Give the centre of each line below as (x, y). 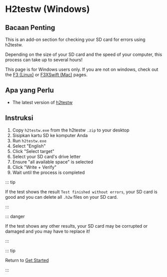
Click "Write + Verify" (34, 167)
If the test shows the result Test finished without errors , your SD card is (82, 192)
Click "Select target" (33, 151)
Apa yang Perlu (29, 90)
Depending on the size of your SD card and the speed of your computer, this (84, 54)
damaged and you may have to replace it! (48, 231)
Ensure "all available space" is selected (53, 162)
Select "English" (29, 146)
